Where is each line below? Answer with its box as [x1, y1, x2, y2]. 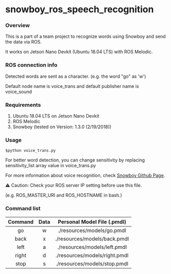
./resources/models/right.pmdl [55, 252, 129, 259]
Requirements [5, 101, 41, 108]
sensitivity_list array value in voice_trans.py [5, 163, 96, 169]
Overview [5, 22, 30, 29]
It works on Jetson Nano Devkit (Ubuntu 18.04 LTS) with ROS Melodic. [5, 49, 153, 55]
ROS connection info [5, 61, 58, 68]
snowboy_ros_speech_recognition [5, 4, 154, 15]
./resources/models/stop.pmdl [56, 260, 129, 267]
